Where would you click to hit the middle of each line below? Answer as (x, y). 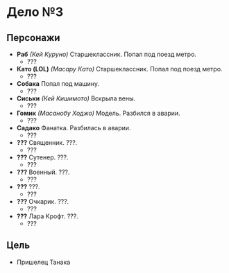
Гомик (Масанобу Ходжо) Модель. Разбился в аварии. (99, 113)
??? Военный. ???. (43, 172)
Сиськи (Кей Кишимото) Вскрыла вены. (76, 98)
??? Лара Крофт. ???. (48, 216)
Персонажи (33, 38)
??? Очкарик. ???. (43, 201)
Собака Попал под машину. (58, 83)
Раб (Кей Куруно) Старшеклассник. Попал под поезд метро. (107, 54)
